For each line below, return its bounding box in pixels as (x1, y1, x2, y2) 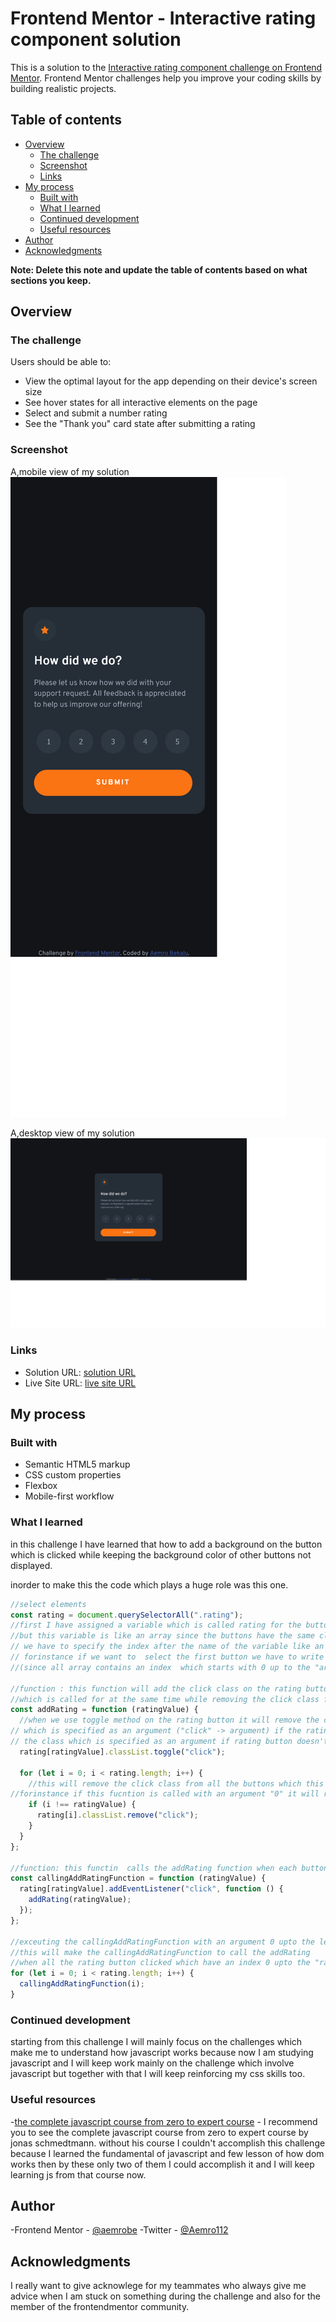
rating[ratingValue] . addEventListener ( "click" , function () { (19, 1884, 284, 1894)
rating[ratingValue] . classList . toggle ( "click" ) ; (19, 1747, 226, 1757)
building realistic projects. (10, 82, 117, 94)
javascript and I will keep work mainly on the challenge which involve (10, 2057, 295, 2069)
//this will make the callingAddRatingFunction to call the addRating (10, 1947, 311, 1957)
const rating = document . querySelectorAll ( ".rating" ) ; (10, 1610, 244, 1620)
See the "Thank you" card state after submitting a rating (24, 418, 256, 430)
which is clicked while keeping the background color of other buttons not (10, 1548, 312, 1561)
